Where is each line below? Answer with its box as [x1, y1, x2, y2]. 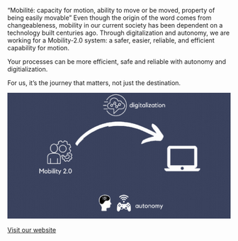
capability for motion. [7, 44, 69, 52]
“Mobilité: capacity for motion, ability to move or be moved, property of [7, 6, 215, 14]
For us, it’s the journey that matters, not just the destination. [7, 79, 181, 87]
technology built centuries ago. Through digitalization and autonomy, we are [7, 28, 230, 37]
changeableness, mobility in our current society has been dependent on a [7, 21, 223, 29]
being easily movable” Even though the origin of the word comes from [7, 13, 212, 22]
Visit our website [7, 225, 57, 234]
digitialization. [7, 65, 48, 73]
